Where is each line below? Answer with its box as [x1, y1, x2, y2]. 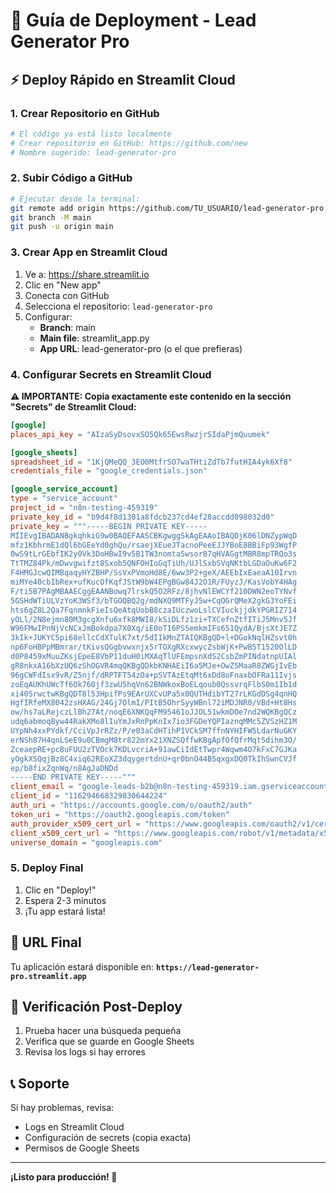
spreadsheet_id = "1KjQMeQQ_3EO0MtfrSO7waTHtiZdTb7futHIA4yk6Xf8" [10, 457, 293, 467]
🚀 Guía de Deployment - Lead [10, 9, 257, 32]
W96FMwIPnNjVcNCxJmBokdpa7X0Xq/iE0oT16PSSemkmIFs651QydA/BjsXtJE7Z [10, 624, 298, 634]
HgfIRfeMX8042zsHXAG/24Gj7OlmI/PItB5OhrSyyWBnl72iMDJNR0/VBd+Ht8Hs [10, 698, 298, 708]
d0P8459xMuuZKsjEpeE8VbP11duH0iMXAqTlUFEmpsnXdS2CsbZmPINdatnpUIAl [10, 652, 298, 662]
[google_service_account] [10, 484, 118, 494]
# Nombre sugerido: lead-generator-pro [10, 147, 177, 158]
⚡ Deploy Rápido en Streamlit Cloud [10, 71, 236, 88]
